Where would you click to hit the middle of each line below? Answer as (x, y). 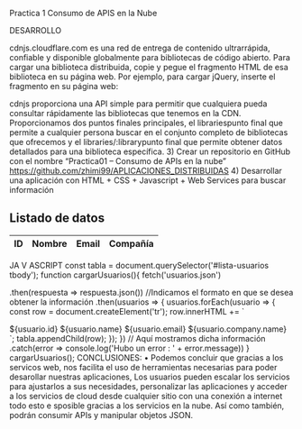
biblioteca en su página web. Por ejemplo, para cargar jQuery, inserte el (142, 77)
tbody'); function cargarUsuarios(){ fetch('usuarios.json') (115, 275)
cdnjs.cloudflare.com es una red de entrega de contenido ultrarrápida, (140, 48)
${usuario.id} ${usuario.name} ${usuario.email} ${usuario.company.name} (148, 329)
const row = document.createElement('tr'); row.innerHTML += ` (127, 311)
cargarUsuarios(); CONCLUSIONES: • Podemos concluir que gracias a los (146, 357)
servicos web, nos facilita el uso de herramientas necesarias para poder (143, 367)
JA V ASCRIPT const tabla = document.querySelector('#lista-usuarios (139, 265)
